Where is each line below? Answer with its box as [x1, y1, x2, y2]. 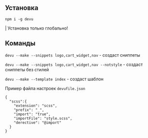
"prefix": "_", [14, 107, 44, 112]
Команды [5, 39, 36, 47]
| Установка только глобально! [5, 25, 68, 31]
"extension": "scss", [14, 103, 57, 108]
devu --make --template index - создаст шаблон [5, 76, 104, 82]
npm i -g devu [5, 16, 34, 21]
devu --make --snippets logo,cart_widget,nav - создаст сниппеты [5, 52, 140, 58]
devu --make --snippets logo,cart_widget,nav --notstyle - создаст [5, 61, 143, 67]
